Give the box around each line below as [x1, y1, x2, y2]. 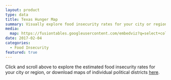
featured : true [5, 50, 38, 55]
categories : [5, 41, 31, 46]
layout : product [5, 7, 40, 13]
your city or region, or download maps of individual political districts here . [5, 69, 160, 75]
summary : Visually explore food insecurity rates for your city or [5, 21, 152, 27]
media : [5, 26, 19, 31]
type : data [5, 12, 28, 17]
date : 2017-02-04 [5, 36, 42, 41]
